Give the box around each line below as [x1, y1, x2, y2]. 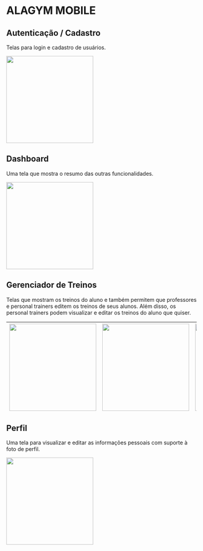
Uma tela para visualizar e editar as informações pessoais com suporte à [6, 439, 188, 446]
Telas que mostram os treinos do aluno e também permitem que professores [6, 296, 197, 303]
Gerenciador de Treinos [6, 280, 97, 290]
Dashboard [6, 154, 49, 164]
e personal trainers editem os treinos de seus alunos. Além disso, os [6, 302, 176, 310]
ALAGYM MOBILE [6, 4, 96, 18]
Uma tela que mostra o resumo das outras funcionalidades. [6, 170, 154, 177]
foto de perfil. [6, 446, 40, 453]
